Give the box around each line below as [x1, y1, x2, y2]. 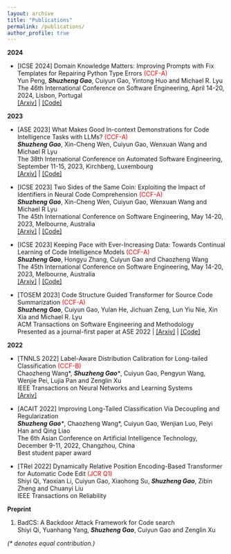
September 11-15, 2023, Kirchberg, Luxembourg [17, 162, 154, 170]
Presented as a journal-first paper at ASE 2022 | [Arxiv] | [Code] [17, 328, 201, 336]
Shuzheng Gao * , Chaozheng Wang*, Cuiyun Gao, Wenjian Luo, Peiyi [17, 420, 213, 428]
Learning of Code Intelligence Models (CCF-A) [17, 248, 150, 256]
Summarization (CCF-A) [17, 298, 86, 307]
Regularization [17, 412, 59, 420]
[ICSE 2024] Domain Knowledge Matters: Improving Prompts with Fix [17, 62, 214, 70]
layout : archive [7, 10, 54, 17]
